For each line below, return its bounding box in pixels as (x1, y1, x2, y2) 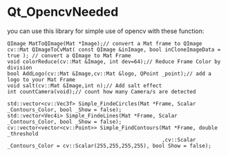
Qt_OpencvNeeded (7, 4, 119, 20)
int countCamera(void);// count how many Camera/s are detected (7, 88, 196, 95)
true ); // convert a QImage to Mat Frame (7, 52, 131, 59)
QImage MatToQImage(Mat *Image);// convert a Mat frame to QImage (7, 40, 202, 47)
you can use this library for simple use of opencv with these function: (7, 27, 205, 35)
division (7, 64, 32, 71)
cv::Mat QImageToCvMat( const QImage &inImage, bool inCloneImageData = (7, 46, 221, 53)
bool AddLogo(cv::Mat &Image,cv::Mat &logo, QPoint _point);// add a (7, 70, 212, 77)
